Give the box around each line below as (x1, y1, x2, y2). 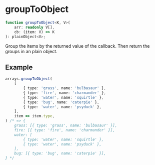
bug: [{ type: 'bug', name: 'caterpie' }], (14, 151, 106, 156)
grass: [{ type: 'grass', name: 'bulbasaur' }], (14, 123, 117, 128)
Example (5, 63, 33, 71)
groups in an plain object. (5, 49, 57, 55)
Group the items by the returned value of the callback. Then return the (5, 43, 150, 49)
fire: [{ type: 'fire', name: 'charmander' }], (14, 127, 115, 132)
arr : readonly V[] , (14, 25, 55, 30)
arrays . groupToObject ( (5, 76, 52, 81)
